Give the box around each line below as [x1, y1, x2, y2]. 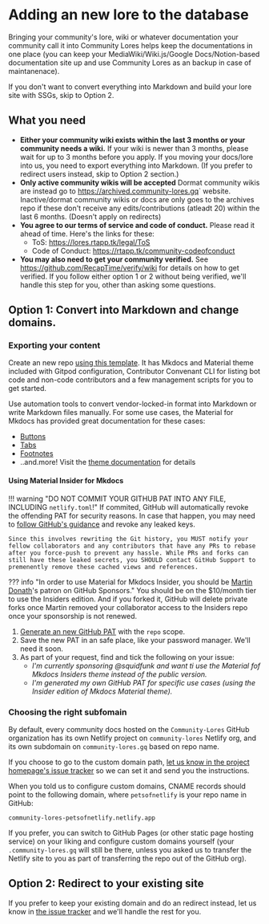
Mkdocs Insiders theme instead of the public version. [31, 669, 207, 679]
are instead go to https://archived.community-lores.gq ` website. [19, 186, 231, 196]
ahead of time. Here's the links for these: [19, 229, 155, 238]
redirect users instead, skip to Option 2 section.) [19, 169, 179, 178]
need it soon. [19, 644, 64, 653]
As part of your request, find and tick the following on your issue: [19, 652, 235, 661]
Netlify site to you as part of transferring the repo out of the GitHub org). [8, 853, 247, 863]
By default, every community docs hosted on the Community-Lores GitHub [8, 724, 250, 734]
